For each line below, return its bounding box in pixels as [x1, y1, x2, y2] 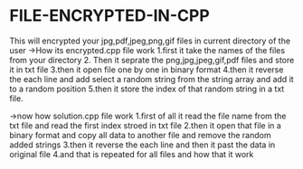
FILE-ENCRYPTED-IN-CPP [9, 5, 210, 26]
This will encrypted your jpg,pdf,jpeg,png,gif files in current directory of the [9, 35, 291, 46]
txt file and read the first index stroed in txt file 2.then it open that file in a [9, 119, 282, 131]
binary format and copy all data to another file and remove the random [9, 129, 271, 140]
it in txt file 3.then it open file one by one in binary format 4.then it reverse [9, 64, 284, 75]
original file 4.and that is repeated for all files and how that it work [9, 148, 254, 159]
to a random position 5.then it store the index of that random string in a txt [9, 83, 285, 94]
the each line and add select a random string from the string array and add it [9, 73, 294, 84]
